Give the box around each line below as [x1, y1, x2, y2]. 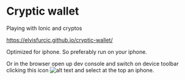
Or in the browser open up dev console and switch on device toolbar [6, 60, 179, 67]
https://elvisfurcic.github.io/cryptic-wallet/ [6, 36, 113, 43]
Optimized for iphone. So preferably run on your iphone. [6, 48, 148, 56]
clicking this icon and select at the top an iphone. [6, 66, 154, 74]
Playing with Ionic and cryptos [6, 24, 82, 32]
